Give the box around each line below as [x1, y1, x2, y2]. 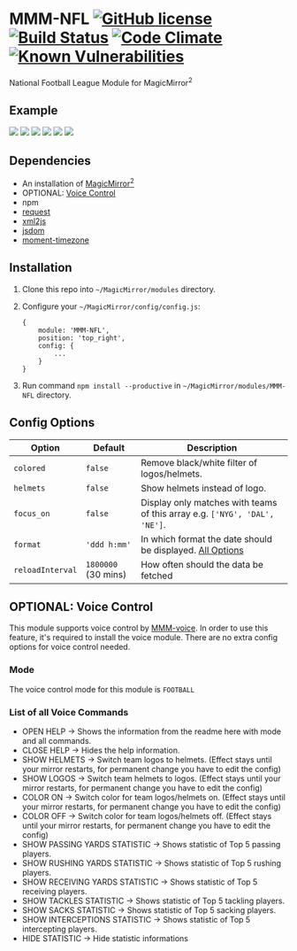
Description [187, 441, 238, 453]
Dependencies [9, 153, 91, 168]
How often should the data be [141, 558, 263, 570]
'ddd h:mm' [85, 539, 132, 549]
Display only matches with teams [141, 496, 278, 508]
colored [13, 463, 46, 473]
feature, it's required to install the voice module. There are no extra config [9, 632, 278, 643]
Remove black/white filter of [141, 456, 258, 468]
